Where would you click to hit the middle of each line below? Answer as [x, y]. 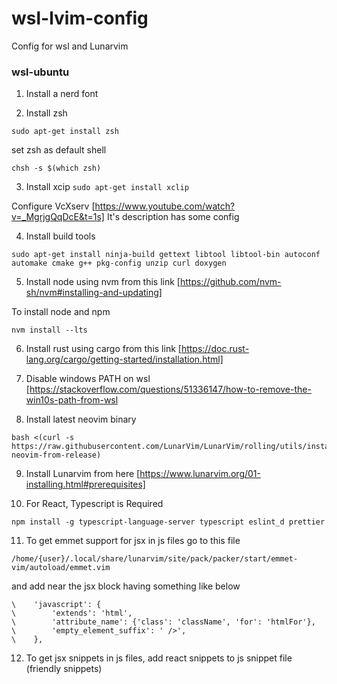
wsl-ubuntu [40, 72]
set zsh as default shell [59, 150]
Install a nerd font [62, 94]
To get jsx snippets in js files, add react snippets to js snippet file [159, 658]
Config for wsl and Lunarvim [70, 46]
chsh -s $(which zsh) [56, 168]
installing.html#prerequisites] [85, 484]
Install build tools [60, 236]
